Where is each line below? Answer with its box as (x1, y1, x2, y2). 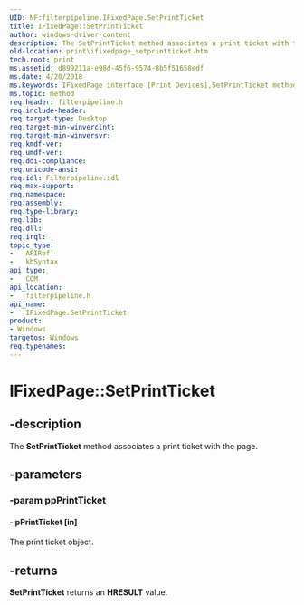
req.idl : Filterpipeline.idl (9, 173, 119, 182)
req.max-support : (9, 182, 75, 191)
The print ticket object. (9, 536, 94, 548)
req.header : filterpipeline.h (9, 97, 124, 107)
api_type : (9, 266, 47, 275)
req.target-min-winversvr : (9, 131, 111, 140)
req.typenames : (9, 341, 67, 351)
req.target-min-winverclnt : (9, 123, 116, 132)
